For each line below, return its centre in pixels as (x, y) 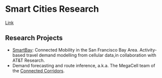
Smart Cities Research (52, 9)
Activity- (148, 50)
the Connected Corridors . (38, 71)
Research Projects (34, 38)
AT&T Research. (28, 60)
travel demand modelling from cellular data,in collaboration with (91, 55)
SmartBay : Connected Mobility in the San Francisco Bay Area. (75, 50)
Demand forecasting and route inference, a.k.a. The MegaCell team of (84, 65)
